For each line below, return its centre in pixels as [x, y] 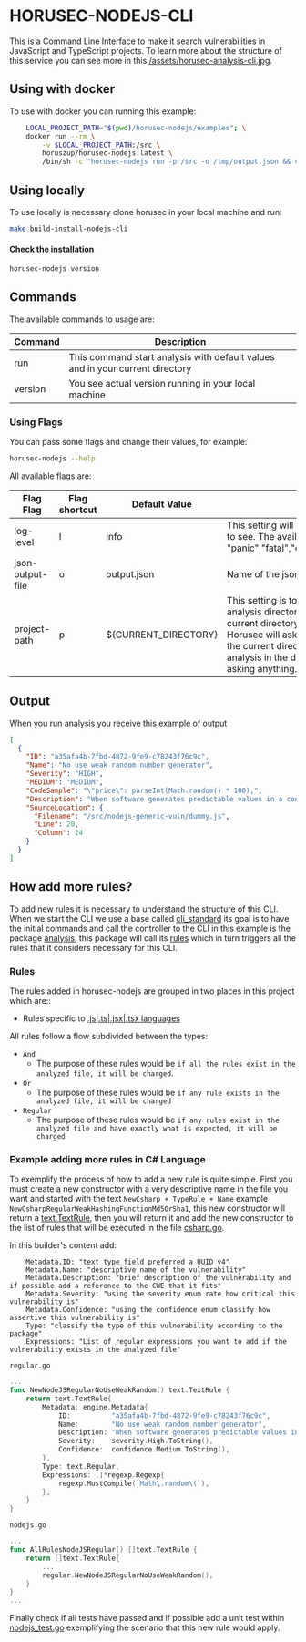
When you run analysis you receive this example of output [118, 723]
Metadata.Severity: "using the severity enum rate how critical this [161, 1294]
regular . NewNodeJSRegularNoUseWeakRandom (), [128, 1575]
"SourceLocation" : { [65, 808]
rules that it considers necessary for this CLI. [93, 947]
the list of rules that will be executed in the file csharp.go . [117, 1228]
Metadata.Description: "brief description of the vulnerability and [158, 1278]
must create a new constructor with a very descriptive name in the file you [149, 1189]
